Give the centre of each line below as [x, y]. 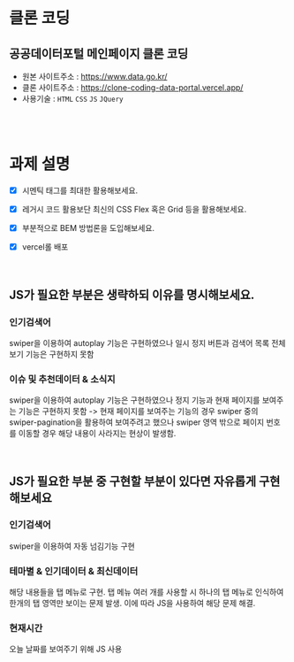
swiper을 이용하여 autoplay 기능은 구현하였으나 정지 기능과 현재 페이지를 [135, 400]
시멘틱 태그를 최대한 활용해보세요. [80, 190]
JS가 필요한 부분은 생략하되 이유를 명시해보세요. [132, 294]
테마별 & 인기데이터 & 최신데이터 [74, 571]
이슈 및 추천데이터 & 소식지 [63, 379]
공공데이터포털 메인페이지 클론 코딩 [99, 54]
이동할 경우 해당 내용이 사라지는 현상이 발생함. [97, 434]
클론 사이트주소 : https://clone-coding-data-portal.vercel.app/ [132, 88]
